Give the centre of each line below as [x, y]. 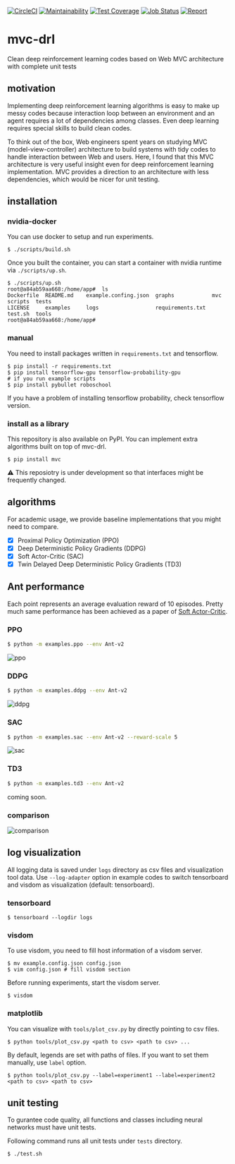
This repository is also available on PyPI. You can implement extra [103, 439]
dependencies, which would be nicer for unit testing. [84, 179]
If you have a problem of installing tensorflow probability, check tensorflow [116, 398]
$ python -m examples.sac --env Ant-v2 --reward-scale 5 [93, 737]
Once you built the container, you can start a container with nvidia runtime [115, 263]
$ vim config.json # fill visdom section [69, 970]
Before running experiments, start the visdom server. [84, 983]
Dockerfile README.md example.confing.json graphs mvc [114, 296]
